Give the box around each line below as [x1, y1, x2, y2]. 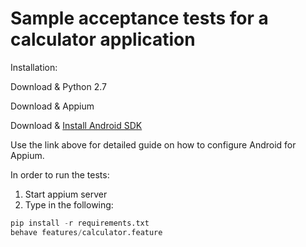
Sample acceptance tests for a [10, 7, 269, 30]
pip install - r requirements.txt [10, 218, 150, 228]
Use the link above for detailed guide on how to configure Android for [10, 138, 297, 151]
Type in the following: [24, 198, 114, 211]
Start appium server [24, 188, 108, 200]
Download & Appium [10, 100, 95, 112]
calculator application [10, 28, 196, 51]
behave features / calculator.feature [10, 227, 163, 237]
